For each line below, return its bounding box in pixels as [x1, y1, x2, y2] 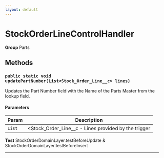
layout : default [5, 7, 38, 12]
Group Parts [5, 45, 30, 50]
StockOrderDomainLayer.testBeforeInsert [5, 143, 88, 149]
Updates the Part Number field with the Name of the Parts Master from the [5, 88, 155, 94]
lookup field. [5, 93, 30, 99]
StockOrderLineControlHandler [5, 28, 135, 39]
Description [75, 117, 103, 124]
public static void [5, 73, 51, 79]
